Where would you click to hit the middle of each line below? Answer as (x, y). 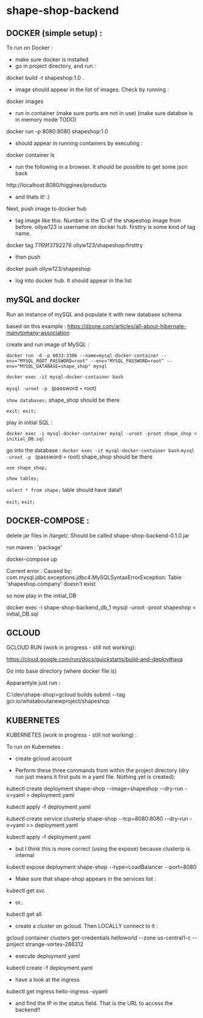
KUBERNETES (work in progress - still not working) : (72, 735)
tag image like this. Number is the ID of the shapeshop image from (98, 220)
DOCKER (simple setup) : (54, 33)
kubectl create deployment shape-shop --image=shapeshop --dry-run (95, 788)
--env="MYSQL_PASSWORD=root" (127, 361)
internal (25, 855)
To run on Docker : (29, 47)
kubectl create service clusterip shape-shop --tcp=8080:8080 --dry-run (97, 819)
